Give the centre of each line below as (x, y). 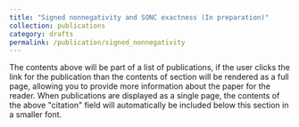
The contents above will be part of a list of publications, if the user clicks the (149, 67)
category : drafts (42, 34)
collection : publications (57, 26)
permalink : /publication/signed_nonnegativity (97, 42)
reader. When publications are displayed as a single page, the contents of (145, 96)
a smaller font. (36, 115)
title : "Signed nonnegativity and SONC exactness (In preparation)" (139, 17)
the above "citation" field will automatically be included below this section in (149, 105)
